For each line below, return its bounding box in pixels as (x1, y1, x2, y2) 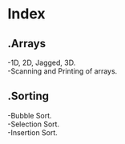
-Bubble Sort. (7, 110, 52, 120)
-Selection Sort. (7, 119, 60, 129)
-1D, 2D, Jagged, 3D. (7, 58, 76, 67)
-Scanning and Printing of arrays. (7, 66, 118, 76)
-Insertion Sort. (7, 127, 58, 137)
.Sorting (7, 90, 50, 103)
